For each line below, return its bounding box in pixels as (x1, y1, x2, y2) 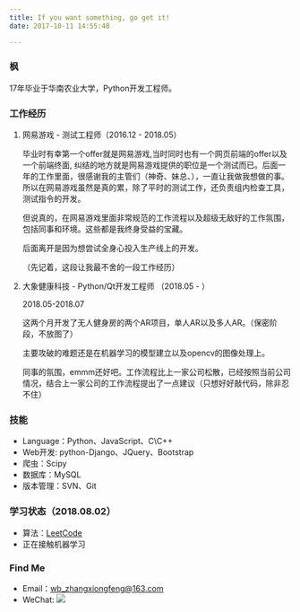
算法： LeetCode (21, 527, 82, 538)
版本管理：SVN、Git (21, 481, 97, 492)
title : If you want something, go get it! (9, 13, 170, 22)
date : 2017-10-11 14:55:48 (9, 22, 110, 31)
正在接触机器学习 (21, 538, 86, 549)
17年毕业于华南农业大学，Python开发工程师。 (9, 83, 177, 93)
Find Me (9, 562, 46, 574)
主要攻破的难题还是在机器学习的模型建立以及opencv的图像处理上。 (21, 347, 270, 359)
